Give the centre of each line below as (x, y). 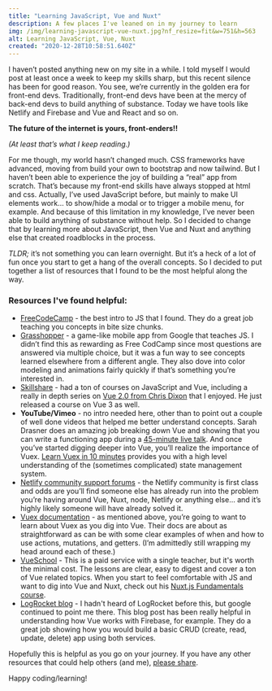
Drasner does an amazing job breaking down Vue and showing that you (140, 431)
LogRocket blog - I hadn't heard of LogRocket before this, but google (136, 604)
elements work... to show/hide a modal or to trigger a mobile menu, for (127, 203)
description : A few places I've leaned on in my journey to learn (123, 24)
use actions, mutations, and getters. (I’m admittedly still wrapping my (136, 543)
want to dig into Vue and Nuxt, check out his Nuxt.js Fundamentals (132, 586)
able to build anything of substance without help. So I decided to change (130, 221)
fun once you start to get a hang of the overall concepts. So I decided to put (135, 262)
